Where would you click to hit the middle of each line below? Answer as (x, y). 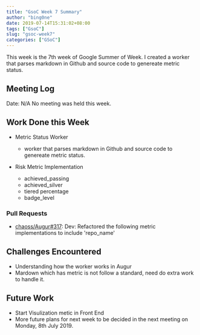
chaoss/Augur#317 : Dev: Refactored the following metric (85, 226)
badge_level (39, 197)
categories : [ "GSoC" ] (34, 40)
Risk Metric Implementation (49, 167)
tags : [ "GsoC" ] (25, 29)
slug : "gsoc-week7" (31, 34)
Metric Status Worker (41, 137)
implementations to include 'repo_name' (65, 232)
